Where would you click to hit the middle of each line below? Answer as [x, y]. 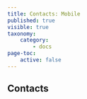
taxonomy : [22, 34]
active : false [41, 60]
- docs [42, 47]
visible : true [28, 27]
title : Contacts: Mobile [44, 14]
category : [35, 40]
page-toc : [22, 54]
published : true [31, 21]
